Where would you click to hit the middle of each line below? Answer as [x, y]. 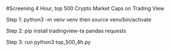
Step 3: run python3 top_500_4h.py [48, 42]
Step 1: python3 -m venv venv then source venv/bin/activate [79, 19]
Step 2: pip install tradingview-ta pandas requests [66, 31]
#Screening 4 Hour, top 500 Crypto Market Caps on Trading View [85, 8]
